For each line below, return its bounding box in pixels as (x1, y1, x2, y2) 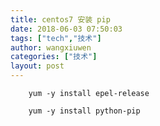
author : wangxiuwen (10, 42, 92, 53)
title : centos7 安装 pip (10, 14, 111, 25)
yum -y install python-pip (28, 106, 141, 116)
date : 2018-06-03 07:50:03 (10, 24, 123, 34)
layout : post (10, 61, 65, 71)
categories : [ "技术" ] (10, 52, 98, 62)
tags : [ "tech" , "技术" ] (10, 33, 102, 43)
